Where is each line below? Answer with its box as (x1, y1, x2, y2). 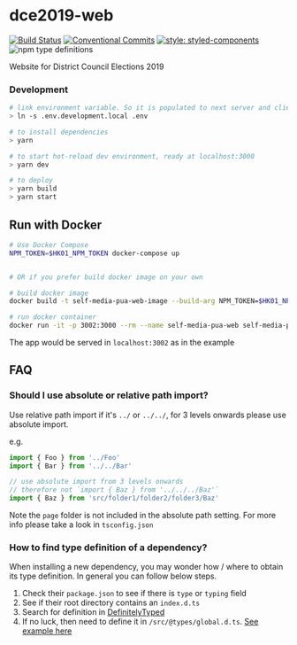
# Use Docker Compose (9, 240, 89, 249)
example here (21, 626, 72, 636)
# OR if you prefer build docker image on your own (9, 272, 203, 282)
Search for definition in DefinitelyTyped (21, 607, 165, 618)
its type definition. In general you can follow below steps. (9, 571, 217, 581)
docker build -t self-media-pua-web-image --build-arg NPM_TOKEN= (9, 297, 259, 306)
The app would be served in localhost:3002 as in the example (9, 338, 235, 348)
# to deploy (9, 176, 53, 185)
